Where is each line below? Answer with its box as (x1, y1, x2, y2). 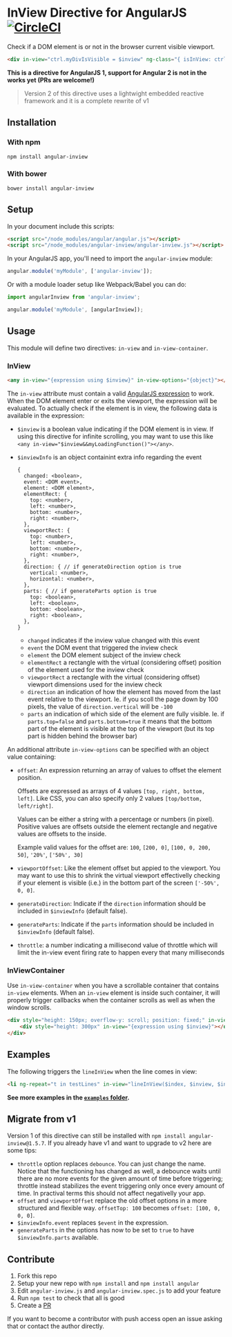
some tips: (7, 1146, 37, 1155)
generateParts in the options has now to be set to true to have (17, 1226, 195, 1234)
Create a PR (17, 1301, 52, 1310)
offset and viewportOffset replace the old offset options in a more (17, 1196, 207, 1205)
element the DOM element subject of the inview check (27, 650, 181, 659)
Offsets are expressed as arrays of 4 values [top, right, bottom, (17, 786, 206, 795)
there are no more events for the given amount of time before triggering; (17, 1174, 223, 1183)
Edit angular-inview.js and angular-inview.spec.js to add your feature (17, 1286, 221, 1295)
